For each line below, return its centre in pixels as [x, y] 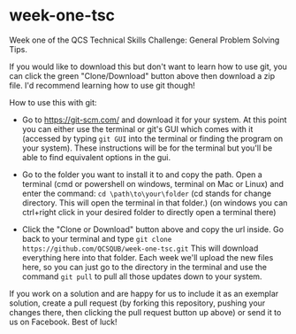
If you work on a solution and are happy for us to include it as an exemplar [144, 293]
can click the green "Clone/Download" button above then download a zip [142, 75]
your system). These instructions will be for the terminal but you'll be [147, 148]
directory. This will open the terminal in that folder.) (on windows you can [155, 202]
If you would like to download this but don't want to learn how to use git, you [148, 66]
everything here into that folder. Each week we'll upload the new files [148, 257]
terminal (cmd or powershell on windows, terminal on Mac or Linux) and [153, 183]
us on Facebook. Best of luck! [63, 322]
